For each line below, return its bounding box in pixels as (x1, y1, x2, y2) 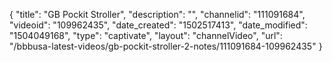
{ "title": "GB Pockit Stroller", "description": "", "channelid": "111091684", (9, 9, 306, 20)
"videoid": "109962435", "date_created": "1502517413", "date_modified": (9, 19, 308, 31)
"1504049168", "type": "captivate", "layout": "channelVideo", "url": (9, 30, 283, 41)
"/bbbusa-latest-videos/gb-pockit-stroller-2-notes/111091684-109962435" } (9, 40, 323, 52)
